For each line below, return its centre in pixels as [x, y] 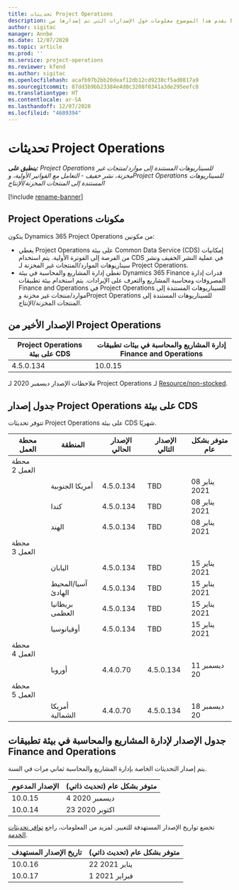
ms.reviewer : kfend [37, 67]
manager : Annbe [30, 34]
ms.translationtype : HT [43, 93]
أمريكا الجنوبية [72, 486]
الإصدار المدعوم [35, 786]
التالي [166, 450]
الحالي [121, 450]
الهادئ [60, 592]
